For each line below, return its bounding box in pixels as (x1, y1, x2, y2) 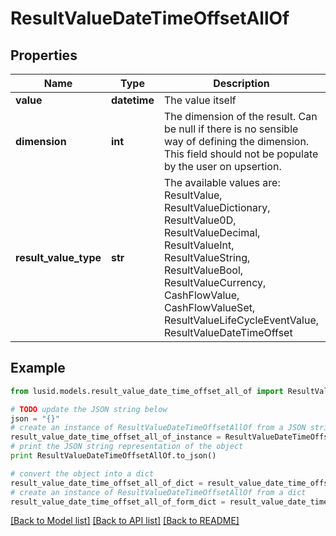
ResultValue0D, (163, 213, 237, 227)
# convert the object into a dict (10, 468, 155, 479)
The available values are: (163, 176, 281, 189)
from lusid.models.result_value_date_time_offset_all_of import (10, 386, 284, 396)
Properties (10, 47, 78, 64)
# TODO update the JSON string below (10, 404, 168, 414)
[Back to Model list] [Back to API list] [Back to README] (10, 515, 240, 527)
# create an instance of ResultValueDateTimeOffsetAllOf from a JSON (10, 423, 307, 433)
